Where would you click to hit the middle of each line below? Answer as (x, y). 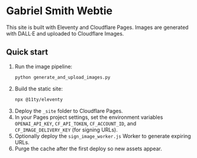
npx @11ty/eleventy (39, 99)
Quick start (27, 52)
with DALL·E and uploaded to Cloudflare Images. (65, 33)
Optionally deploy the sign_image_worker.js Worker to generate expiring (103, 136)
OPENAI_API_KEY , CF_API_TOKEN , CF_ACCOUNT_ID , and (75, 123)
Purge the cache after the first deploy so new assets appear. (88, 149)
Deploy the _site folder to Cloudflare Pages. (69, 111)
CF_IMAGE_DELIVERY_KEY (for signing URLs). (66, 130)
